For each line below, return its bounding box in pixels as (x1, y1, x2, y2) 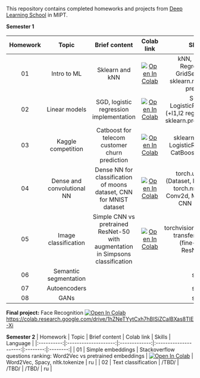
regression (99, 106, 129, 113)
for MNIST (99, 196, 129, 203)
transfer (173, 231, 196, 239)
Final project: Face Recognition (6, 309, 83, 316)
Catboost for (96, 126, 132, 134)
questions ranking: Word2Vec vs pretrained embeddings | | (6, 352, 193, 360)
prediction (99, 156, 129, 164)
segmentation (47, 274, 86, 283)
